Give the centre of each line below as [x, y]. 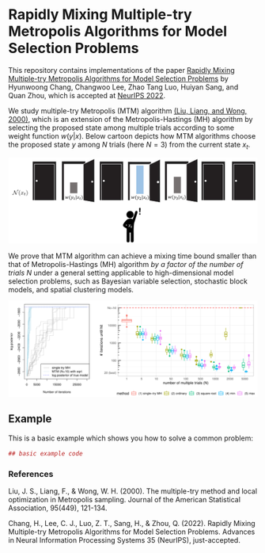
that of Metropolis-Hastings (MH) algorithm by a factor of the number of [126, 265]
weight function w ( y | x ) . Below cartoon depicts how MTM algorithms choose [132, 135]
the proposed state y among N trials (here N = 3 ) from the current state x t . [129, 145]
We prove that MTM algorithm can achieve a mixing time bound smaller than [132, 256]
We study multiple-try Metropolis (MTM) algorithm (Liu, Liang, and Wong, [128, 111]
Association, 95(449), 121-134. [58, 508]
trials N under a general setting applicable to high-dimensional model [121, 273]
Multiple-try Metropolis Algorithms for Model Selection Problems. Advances [132, 532]
